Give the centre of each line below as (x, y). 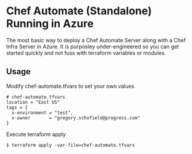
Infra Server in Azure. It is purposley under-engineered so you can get (93, 47)
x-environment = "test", (42, 113)
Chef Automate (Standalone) (79, 11)
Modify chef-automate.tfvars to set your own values (70, 86)
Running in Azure (50, 24)
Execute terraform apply (36, 134)
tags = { (17, 107)
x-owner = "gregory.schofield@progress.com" (76, 118)
